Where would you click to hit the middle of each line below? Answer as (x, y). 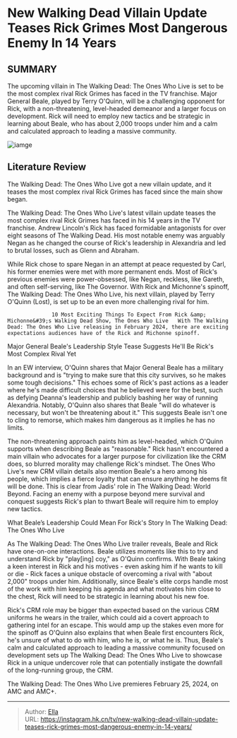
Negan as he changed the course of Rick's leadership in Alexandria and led (117, 242)
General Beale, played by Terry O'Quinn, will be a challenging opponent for (116, 101)
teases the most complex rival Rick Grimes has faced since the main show (115, 192)
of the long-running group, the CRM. (60, 670)
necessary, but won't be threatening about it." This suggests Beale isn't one (117, 412)
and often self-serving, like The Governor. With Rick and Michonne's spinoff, (118, 286)
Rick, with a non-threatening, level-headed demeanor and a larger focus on (117, 109)
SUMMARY (32, 69)
